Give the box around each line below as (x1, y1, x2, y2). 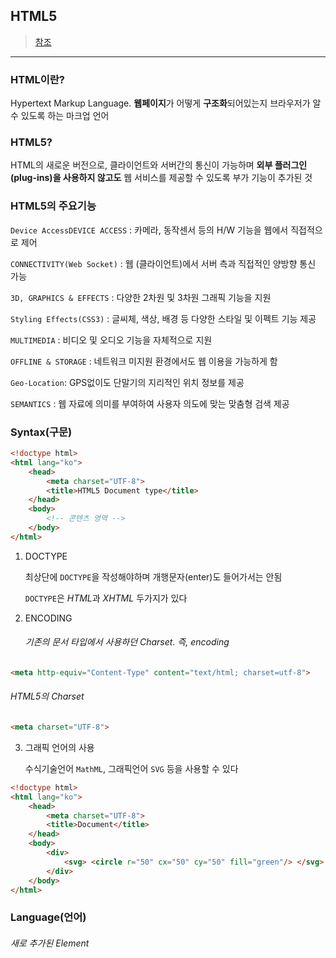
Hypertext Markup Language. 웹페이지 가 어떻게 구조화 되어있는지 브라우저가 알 (10, 97, 322, 109)
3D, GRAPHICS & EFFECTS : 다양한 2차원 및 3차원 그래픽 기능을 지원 (10, 291, 272, 303)
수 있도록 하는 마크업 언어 (10, 110, 110, 122)
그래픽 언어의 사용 (24, 741, 95, 753)
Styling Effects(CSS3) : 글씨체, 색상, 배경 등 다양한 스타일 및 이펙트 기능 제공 (10, 312, 317, 324)
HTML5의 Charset (10, 690, 85, 703)
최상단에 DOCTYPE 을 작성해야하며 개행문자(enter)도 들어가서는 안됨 (24, 570, 283, 583)
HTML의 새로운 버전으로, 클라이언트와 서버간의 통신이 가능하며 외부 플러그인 (10, 159, 308, 171)
